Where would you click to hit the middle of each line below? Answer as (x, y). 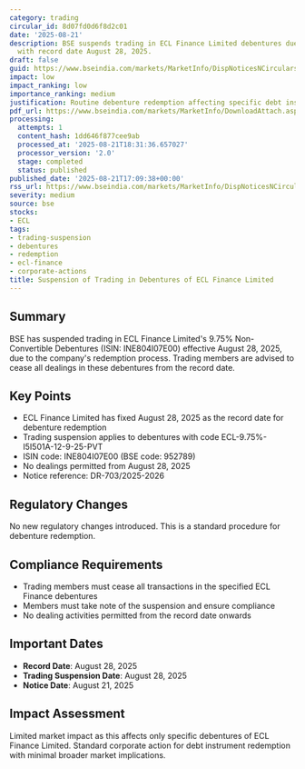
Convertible (31, 348)
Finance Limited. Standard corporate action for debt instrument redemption (150, 745)
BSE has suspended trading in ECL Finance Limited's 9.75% (121, 338)
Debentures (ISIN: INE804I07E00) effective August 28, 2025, (168, 348)
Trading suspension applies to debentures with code (121, 437)
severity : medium (42, 195)
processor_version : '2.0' (67, 153)
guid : (20, 69)
